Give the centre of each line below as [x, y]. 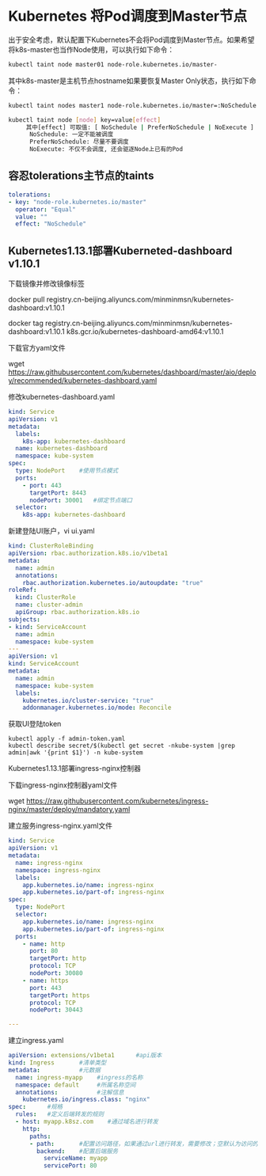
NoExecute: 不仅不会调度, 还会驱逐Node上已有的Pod [106, 150]
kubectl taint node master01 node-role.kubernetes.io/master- [113, 64]
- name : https [46, 981]
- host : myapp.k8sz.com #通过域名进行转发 [87, 1122]
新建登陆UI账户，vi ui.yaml [51, 531]
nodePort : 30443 [56, 1010]
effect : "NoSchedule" [51, 224]
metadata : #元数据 [55, 1070]
